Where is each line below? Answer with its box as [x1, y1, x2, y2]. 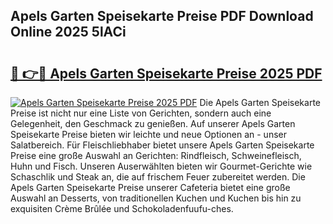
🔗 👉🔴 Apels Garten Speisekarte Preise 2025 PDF [10, 65, 323, 82]
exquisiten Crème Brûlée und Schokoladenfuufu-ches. [10, 203, 234, 214]
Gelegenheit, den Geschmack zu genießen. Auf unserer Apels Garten [10, 118, 296, 129]
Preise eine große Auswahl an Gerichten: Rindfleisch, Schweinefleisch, [10, 150, 302, 161]
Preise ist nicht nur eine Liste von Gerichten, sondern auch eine [10, 107, 272, 119]
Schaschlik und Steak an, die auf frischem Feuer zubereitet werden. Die [10, 171, 306, 183]
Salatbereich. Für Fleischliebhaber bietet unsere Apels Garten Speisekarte [10, 139, 315, 151]
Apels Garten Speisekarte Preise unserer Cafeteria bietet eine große [10, 182, 291, 193]
